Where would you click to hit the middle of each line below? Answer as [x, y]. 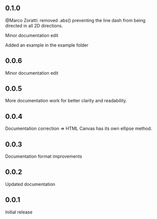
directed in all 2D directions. [34, 26]
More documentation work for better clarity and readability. [66, 101]
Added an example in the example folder [47, 45]
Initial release [19, 212]
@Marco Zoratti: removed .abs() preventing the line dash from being [75, 20]
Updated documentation [30, 184]
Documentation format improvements [44, 156]
